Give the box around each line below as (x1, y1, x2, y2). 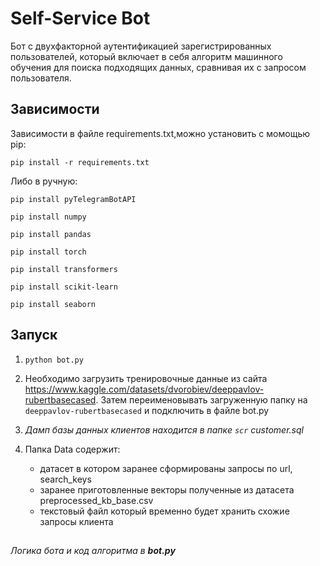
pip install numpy (10, 212, 87, 222)
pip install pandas (10, 229, 92, 239)
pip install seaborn (10, 299, 97, 309)
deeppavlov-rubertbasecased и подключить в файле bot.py (24, 404, 270, 416)
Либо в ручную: (10, 175, 78, 187)
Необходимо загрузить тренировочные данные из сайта (24, 372, 268, 384)
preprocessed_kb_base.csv (39, 494, 154, 506)
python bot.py (24, 355, 84, 365)
